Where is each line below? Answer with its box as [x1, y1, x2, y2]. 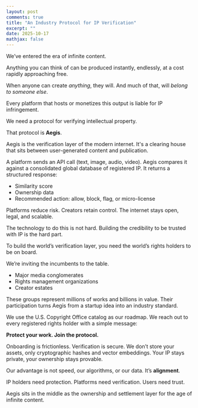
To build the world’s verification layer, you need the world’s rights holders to [6, 242, 191, 249]
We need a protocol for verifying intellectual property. [6, 118, 138, 125]
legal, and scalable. [6, 213, 53, 220]
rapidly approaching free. [6, 71, 68, 77]
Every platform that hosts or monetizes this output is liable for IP [6, 100, 163, 107]
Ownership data [14, 189, 55, 196]
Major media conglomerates [14, 271, 84, 279]
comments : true [6, 14, 44, 20]
